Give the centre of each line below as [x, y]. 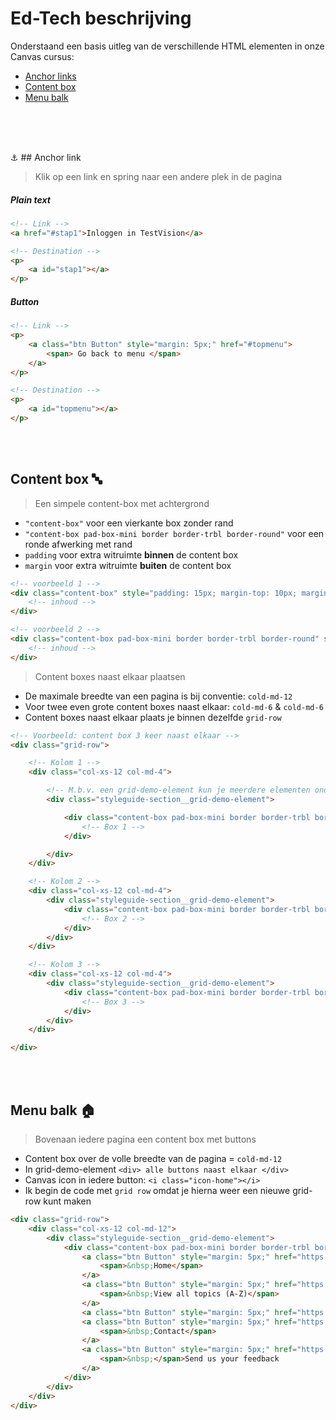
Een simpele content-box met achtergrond [122, 503]
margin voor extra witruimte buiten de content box [128, 565]
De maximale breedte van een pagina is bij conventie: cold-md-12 [158, 696]
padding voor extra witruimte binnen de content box [131, 554]
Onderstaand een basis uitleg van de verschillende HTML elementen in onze [167, 46]
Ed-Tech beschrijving [101, 18]
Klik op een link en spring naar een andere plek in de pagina [158, 176]
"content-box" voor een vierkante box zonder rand [129, 523]
